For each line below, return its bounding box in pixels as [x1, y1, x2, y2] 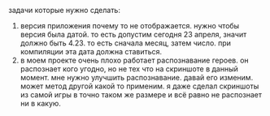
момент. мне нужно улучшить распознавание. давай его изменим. [20, 73, 254, 82]
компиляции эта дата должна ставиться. [20, 47, 163, 56]
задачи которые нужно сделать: [8, 6, 120, 15]
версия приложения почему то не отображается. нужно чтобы [20, 21, 240, 30]
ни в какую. [20, 99, 61, 108]
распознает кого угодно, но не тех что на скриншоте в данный [20, 64, 238, 74]
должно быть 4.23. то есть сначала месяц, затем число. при [20, 38, 232, 48]
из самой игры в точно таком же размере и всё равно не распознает [20, 90, 263, 99]
